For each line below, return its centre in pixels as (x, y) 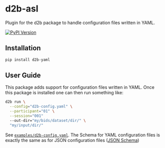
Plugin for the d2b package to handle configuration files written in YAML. (80, 23)
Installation (23, 48)
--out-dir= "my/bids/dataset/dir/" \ (48, 120)
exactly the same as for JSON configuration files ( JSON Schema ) (72, 140)
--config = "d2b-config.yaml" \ (41, 107)
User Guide (23, 76)
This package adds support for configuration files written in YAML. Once (80, 87)
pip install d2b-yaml (28, 60)
